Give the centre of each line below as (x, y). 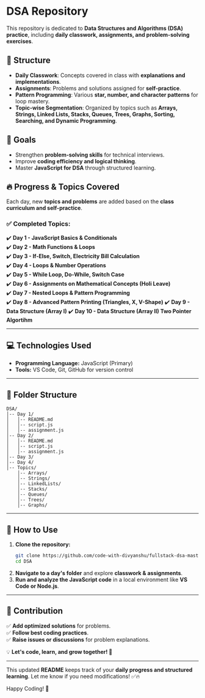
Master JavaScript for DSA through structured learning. (85, 168)
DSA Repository (47, 11)
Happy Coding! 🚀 (28, 688)
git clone (28, 556)
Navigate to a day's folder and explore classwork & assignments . (99, 573)
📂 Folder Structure (42, 395)
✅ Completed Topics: (38, 224)
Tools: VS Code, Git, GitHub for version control (74, 370)
